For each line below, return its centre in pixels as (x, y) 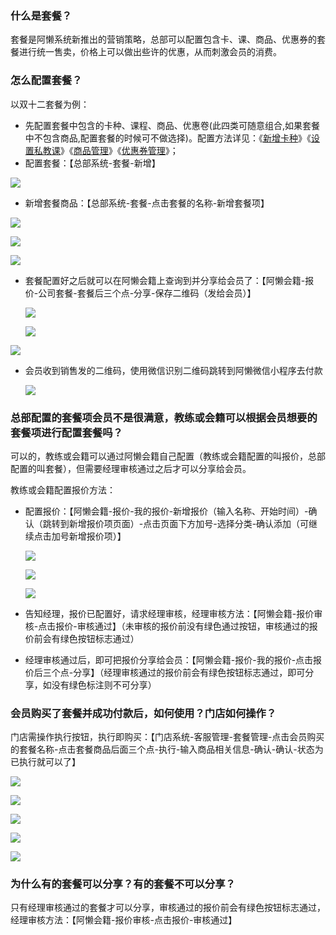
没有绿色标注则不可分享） (104, 684)
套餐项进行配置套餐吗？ (66, 432)
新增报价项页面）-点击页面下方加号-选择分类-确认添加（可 (189, 523)
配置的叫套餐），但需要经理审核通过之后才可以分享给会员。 (131, 468)
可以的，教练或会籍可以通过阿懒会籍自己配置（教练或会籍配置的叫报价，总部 (168, 456)
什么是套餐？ (41, 15)
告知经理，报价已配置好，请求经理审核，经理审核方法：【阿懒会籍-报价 (169, 613)
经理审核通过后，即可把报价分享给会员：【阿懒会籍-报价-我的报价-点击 (169, 659)
